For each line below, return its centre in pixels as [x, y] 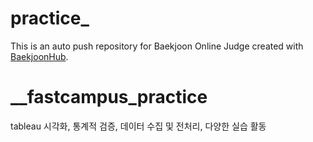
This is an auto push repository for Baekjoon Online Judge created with [157, 46]
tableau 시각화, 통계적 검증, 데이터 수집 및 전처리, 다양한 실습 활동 [138, 126]
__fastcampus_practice [109, 97]
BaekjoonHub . [39, 56]
